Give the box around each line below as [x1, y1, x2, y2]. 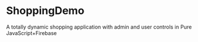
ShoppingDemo [6, 4, 85, 17]
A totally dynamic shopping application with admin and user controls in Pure [6, 23, 192, 30]
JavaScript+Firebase [6, 29, 58, 36]
